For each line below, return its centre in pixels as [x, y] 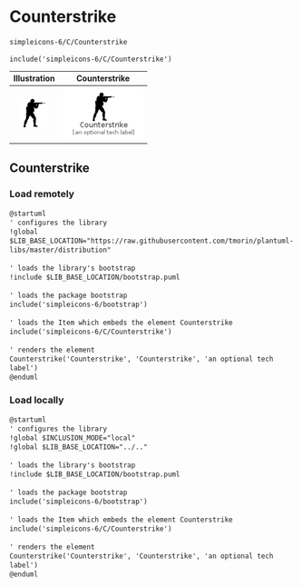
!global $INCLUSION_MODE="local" [73, 438]
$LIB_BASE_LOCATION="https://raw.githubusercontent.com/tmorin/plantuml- [152, 241]
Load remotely [42, 194]
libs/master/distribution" [60, 250]
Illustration [34, 78]
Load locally [37, 400]
